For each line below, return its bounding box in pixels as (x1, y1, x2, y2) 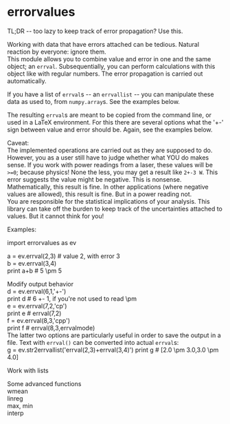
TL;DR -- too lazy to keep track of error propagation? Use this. (7, 27, 183, 35)
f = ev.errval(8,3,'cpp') (7, 316, 71, 324)
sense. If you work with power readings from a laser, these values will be (7, 160, 213, 169)
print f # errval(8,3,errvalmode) (7, 324, 95, 332)
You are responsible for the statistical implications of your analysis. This (7, 197, 211, 205)
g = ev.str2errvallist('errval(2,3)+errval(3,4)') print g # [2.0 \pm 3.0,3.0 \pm (7, 346, 219, 354)
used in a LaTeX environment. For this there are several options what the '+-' (7, 118, 224, 126)
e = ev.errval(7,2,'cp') (7, 301, 67, 310)
